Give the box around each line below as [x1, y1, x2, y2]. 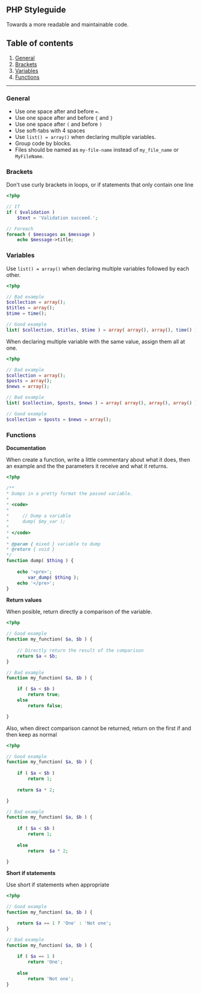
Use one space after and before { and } [14, 114, 113, 121]
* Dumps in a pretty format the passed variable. [6, 490, 133, 496]
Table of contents [6, 39, 73, 49]
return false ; [28, 702, 63, 709]
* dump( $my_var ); [6, 519, 66, 525]
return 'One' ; [28, 959, 63, 965]
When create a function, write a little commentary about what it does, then [6, 456, 191, 463]
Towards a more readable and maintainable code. [6, 20, 129, 28]
